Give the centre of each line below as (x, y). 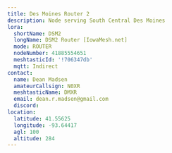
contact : (20, 73)
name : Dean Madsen (41, 79)
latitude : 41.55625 (42, 118)
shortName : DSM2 (37, 33)
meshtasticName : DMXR (45, 92)
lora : (15, 27)
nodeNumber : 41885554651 (50, 54)
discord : (26, 106)
